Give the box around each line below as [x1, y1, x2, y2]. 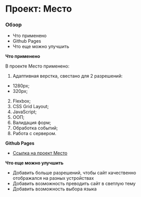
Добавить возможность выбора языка [12, 186, 97, 192]
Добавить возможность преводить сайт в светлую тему [12, 181, 136, 187]
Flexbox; [12, 98, 31, 104]
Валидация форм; [12, 120, 51, 126]
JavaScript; [12, 109, 37, 115]
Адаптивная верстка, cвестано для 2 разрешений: [12, 73, 123, 79]
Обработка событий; [12, 125, 58, 131]
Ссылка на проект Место [12, 150, 68, 156]
